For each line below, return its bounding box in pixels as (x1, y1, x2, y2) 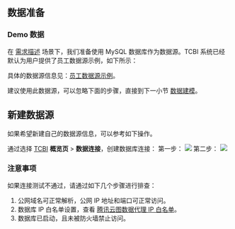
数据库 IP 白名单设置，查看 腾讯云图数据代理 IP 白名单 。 (17, 205, 180, 213)
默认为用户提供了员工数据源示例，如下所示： (7, 56, 138, 65)
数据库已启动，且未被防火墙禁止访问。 (17, 213, 130, 222)
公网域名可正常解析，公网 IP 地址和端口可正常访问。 (17, 196, 170, 204)
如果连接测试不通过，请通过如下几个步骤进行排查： (7, 181, 156, 189)
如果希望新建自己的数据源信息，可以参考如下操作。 (7, 129, 156, 138)
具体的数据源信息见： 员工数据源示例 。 (7, 71, 119, 79)
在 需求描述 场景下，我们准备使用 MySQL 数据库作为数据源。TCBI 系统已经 (7, 47, 225, 55)
